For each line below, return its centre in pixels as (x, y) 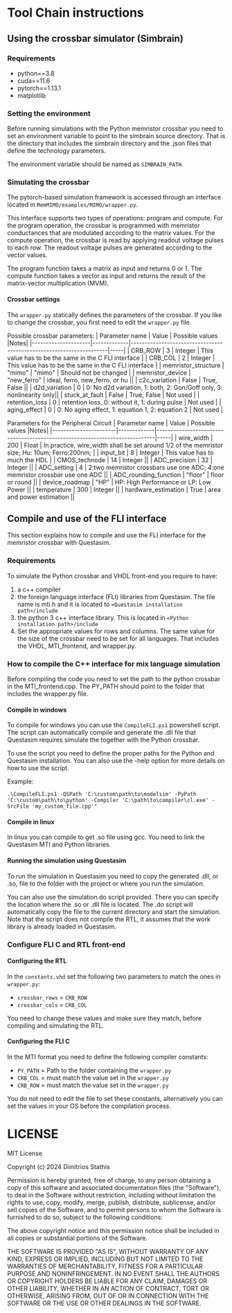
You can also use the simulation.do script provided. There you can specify (113, 897)
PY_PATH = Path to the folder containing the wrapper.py (94, 1070)
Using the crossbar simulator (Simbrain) (95, 39)
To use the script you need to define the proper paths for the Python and (111, 753)
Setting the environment (49, 113)
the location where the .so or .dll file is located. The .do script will (100, 904)
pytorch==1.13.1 (39, 88)
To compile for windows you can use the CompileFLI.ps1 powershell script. (114, 725)
